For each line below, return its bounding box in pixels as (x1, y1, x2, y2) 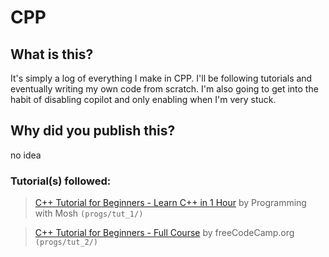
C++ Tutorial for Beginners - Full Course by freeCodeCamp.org (34, 227, 295, 239)
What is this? (10, 46, 94, 63)
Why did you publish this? (10, 122, 176, 140)
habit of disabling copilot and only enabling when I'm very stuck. (10, 94, 277, 105)
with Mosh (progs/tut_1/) (34, 207, 144, 220)
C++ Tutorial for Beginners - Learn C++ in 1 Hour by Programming (34, 197, 307, 209)
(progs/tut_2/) (34, 237, 99, 248)
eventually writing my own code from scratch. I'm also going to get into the (10, 83, 319, 95)
